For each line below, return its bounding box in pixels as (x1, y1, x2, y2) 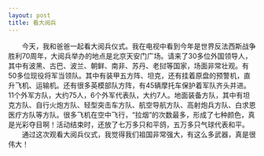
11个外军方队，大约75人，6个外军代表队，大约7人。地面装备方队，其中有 (8, 90, 244, 100)
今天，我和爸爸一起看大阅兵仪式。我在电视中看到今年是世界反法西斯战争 (21, 41, 256, 51)
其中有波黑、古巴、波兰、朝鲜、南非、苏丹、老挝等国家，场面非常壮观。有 (8, 60, 249, 71)
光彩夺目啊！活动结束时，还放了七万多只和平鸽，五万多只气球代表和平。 (14, 119, 249, 129)
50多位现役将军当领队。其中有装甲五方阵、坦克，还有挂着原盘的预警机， (8, 71, 244, 80)
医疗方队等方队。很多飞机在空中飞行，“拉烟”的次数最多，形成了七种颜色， (8, 110, 249, 119)
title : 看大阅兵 (8, 19, 57, 27)
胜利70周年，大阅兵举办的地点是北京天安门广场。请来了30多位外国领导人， (8, 51, 253, 60)
